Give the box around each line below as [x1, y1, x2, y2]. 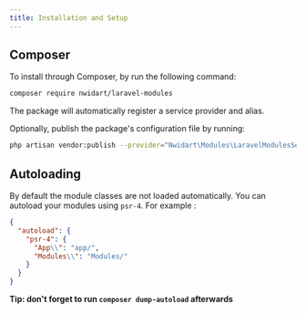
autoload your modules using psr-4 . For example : [9, 200, 197, 211]
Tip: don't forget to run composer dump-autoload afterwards [9, 294, 234, 304]
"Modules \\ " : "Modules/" [33, 252, 128, 261]
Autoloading [9, 166, 82, 182]
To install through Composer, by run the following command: [9, 71, 237, 82]
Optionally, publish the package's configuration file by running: [9, 123, 246, 134]
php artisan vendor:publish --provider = [9, 141, 166, 151]
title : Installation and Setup [9, 13, 128, 23]
